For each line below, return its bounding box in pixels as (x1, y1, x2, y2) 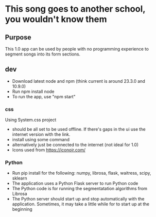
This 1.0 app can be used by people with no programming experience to (5, 46, 149, 52)
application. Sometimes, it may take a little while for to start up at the (12, 201, 150, 207)
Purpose (5, 33, 32, 41)
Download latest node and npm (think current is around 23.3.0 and (12, 78, 145, 84)
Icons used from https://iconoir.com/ (12, 147, 86, 153)
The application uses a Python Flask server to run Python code (12, 181, 139, 186)
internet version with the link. (12, 131, 70, 137)
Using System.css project (5, 117, 56, 123)
